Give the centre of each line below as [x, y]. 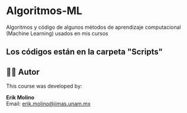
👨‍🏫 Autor [23, 72]
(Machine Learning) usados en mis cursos [57, 33]
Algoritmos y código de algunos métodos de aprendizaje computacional [93, 27]
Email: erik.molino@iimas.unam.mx [48, 104]
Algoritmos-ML [44, 11]
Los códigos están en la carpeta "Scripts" [85, 52]
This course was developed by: [44, 86]
